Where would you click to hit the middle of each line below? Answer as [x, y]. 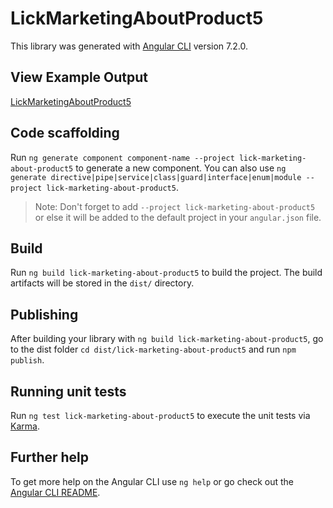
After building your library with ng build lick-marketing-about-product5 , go [167, 339]
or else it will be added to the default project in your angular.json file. [178, 217]
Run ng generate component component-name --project [122, 157]
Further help [50, 457]
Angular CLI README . [55, 492]
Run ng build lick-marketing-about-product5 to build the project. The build [166, 273]
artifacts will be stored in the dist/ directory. [102, 283]
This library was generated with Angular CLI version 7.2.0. [129, 46]
